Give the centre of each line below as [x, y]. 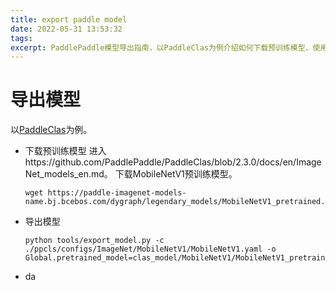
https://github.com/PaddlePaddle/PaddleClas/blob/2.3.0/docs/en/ [160, 162]
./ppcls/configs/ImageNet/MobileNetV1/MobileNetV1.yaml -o [150, 249]
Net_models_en [56, 174]
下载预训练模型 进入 [65, 151]
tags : [21, 38]
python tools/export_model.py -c [94, 241]
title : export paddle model [69, 19]
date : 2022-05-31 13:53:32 [66, 29]
